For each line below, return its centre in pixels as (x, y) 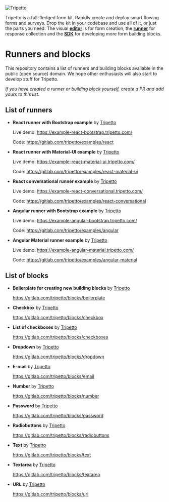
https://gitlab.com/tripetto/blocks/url (50, 494)
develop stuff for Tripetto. (32, 79)
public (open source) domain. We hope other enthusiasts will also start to (81, 73)
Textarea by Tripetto (34, 465)
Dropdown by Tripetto (36, 346)
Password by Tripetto (35, 406)
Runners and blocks (48, 54)
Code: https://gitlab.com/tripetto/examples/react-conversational (79, 201)
